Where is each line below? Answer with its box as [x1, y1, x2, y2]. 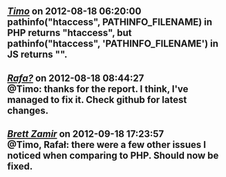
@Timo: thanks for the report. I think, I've [7, 83, 189, 95]
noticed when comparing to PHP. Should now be [7, 150, 219, 162]
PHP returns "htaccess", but [7, 27, 132, 39]
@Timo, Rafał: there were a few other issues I [7, 139, 206, 151]
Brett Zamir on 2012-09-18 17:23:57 [7, 128, 164, 140]
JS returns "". [7, 48, 68, 61]
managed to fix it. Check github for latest [7, 93, 187, 106]
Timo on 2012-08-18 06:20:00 [7, 6, 142, 17]
